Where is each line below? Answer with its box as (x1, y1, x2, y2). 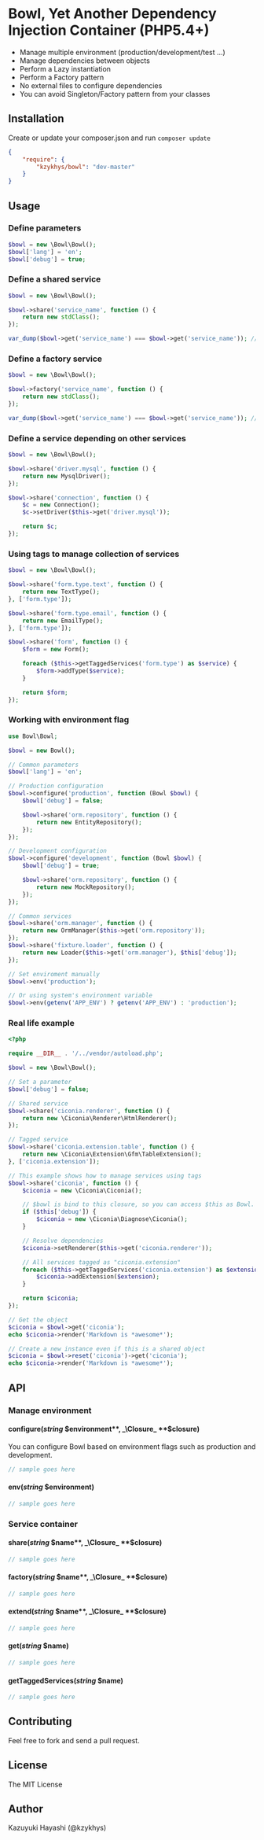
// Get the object (8, 1315, 68, 1324)
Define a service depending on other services (8, 433, 186, 444)
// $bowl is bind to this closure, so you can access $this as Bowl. (22, 1200, 255, 1208)
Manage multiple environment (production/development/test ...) (19, 47, 225, 57)
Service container (8, 1518, 79, 1529)
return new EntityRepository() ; (36, 818, 143, 826)
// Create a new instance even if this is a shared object (8, 1344, 206, 1353)
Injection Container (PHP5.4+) (8, 21, 210, 39)
